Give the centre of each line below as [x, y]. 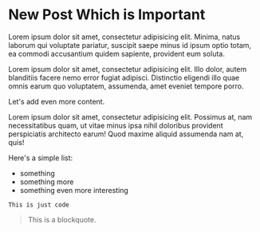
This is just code [39, 205]
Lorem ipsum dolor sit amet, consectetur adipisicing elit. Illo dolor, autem [128, 69]
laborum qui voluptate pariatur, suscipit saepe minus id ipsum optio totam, [130, 45]
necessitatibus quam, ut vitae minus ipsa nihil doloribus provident [116, 125]
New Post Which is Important [107, 15]
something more [47, 182]
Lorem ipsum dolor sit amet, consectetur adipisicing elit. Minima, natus [124, 37]
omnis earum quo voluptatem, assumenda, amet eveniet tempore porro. [126, 86]
